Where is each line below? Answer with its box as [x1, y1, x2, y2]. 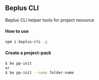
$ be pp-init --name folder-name [5, 70, 74, 75]
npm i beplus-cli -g [5, 40, 48, 44]
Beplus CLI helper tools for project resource [5, 17, 95, 23]
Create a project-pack [5, 50, 51, 56]
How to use [5, 28, 29, 34]
